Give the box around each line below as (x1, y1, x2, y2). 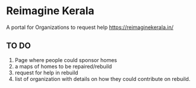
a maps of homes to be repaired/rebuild (14, 63, 112, 70)
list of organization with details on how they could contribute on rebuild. (14, 75, 191, 82)
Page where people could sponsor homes (14, 56, 118, 63)
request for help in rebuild (14, 69, 78, 76)
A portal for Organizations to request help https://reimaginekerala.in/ (6, 24, 174, 31)
